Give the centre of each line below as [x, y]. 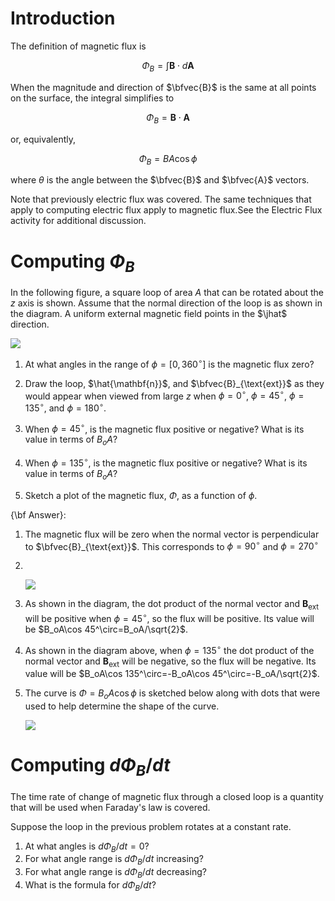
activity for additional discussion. [78, 221]
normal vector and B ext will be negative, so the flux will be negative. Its [170, 662]
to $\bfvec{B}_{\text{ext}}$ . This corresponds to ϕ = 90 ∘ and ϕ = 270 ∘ [171, 545]
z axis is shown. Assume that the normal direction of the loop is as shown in [166, 303]
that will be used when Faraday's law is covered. [110, 807]
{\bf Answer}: [38, 514]
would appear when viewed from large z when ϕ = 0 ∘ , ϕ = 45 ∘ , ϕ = [164, 395]
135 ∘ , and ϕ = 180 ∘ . [65, 407]
